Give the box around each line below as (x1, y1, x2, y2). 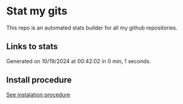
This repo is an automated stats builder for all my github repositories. (6, 24, 178, 31)
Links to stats (6, 41, 58, 52)
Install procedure (6, 75, 72, 85)
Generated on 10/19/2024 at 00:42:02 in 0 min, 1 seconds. (6, 57, 151, 64)
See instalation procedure (6, 91, 71, 98)
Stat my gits (6, 4, 68, 18)
